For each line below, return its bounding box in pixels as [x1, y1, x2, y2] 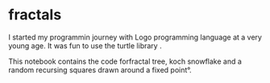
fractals [8, 6, 62, 24]
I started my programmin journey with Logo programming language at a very [8, 32, 262, 42]
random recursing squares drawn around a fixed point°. [8, 64, 192, 74]
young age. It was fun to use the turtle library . [8, 40, 163, 50]
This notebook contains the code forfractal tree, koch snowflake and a [8, 56, 242, 66]
